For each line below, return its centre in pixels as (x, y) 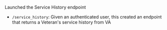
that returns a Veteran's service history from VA (61, 22)
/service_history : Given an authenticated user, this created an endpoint (87, 17)
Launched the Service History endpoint (45, 7)
